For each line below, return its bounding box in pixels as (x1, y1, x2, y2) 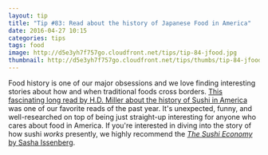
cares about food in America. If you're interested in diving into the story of (8, 121, 252, 130)
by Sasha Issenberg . (8, 137, 76, 147)
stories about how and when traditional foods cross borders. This (8, 86, 223, 96)
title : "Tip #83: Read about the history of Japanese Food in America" (8, 19, 251, 27)
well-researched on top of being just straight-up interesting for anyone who (8, 112, 257, 121)
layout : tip (8, 11, 48, 20)
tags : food (8, 42, 45, 50)
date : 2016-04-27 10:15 (8, 26, 88, 34)
